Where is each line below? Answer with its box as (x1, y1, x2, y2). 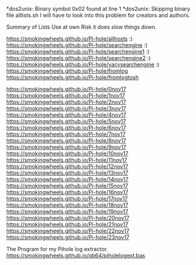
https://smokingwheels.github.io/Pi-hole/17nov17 (6, 195, 128, 202)
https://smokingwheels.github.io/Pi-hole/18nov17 (6, 201, 129, 209)
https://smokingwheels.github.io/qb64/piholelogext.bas (6, 252, 146, 259)
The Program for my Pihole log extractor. (6, 246, 108, 252)
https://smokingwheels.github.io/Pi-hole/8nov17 (6, 137, 126, 144)
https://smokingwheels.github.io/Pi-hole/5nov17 (6, 118, 126, 125)
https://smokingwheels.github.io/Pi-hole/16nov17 (6, 189, 129, 196)
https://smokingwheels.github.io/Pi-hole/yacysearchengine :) (6, 61, 160, 68)
